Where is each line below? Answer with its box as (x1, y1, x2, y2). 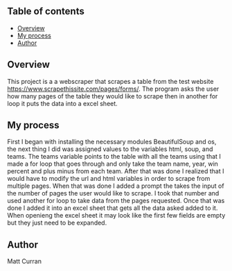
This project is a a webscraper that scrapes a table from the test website (7, 77, 214, 85)
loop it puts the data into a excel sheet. (7, 99, 118, 107)
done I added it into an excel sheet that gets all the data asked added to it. (7, 204, 218, 212)
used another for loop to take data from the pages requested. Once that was (7, 197, 225, 205)
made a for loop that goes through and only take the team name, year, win (7, 159, 218, 168)
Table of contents (7, 6, 84, 17)
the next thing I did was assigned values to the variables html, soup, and (7, 145, 213, 153)
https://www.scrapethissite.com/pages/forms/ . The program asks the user (7, 85, 220, 93)
